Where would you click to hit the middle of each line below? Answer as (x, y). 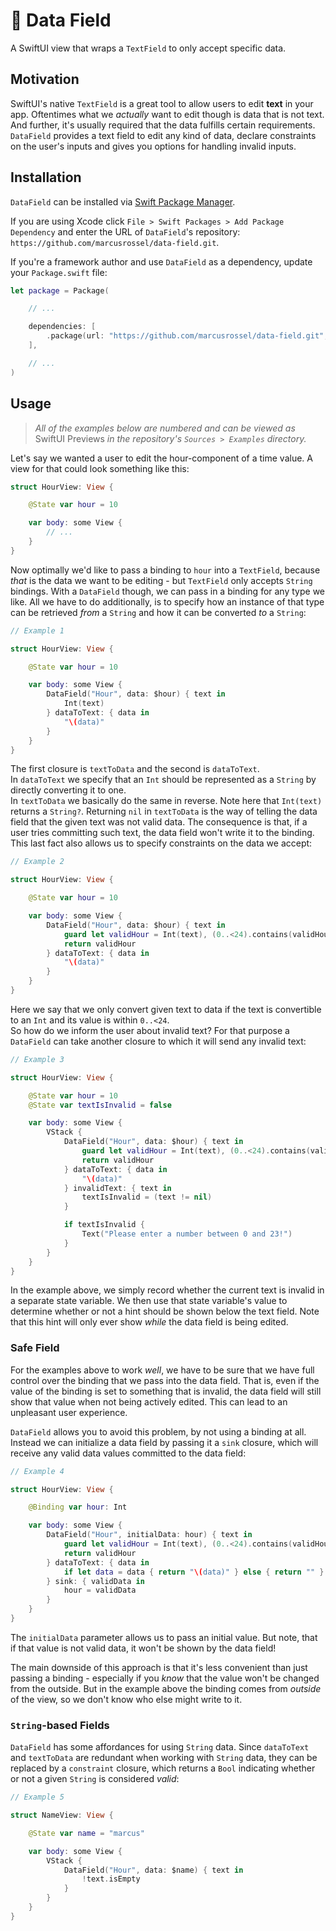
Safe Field (35, 1348)
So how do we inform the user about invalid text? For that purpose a (150, 1030)
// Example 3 (37, 1059)
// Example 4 (37, 1471)
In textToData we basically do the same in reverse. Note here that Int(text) (166, 801)
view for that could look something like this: (100, 468)
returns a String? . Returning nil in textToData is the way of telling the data (164, 811)
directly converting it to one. (68, 790)
